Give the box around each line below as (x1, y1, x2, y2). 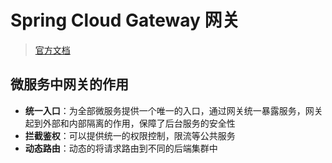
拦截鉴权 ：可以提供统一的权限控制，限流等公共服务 (24, 129, 236, 141)
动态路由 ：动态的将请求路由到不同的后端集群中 (24, 142, 218, 154)
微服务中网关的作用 (10, 76, 129, 93)
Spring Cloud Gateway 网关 (10, 9, 240, 32)
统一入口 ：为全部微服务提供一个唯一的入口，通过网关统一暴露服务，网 (24, 104, 315, 116)
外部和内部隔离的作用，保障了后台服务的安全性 (42, 117, 236, 129)
